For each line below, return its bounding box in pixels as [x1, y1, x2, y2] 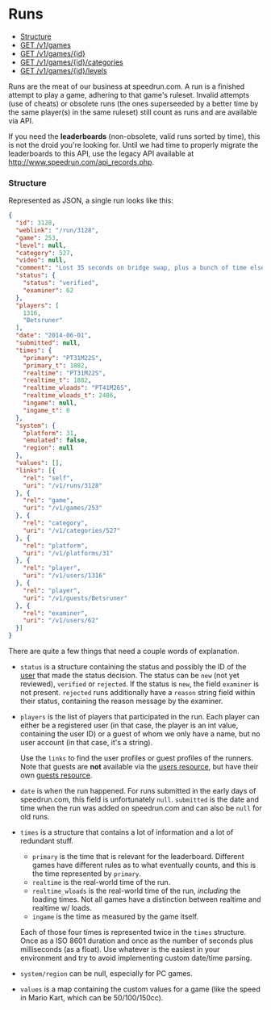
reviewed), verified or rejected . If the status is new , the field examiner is [19, 679, 260, 689]
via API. [8, 115, 34, 125]
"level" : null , [15, 241, 67, 249]
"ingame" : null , [23, 399, 78, 408]
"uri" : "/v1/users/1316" [23, 572, 106, 580]
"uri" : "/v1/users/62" [23, 617, 99, 625]
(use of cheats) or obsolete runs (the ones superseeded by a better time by [8, 98, 259, 108]
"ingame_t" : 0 [23, 406, 70, 414]
